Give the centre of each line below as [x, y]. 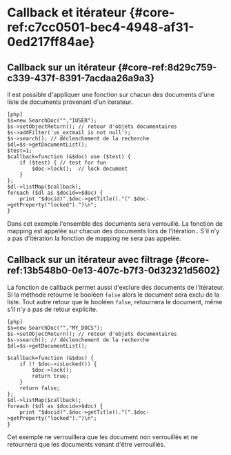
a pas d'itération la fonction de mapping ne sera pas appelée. [94, 238]
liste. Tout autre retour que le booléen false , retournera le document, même [115, 301]
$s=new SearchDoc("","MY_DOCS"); [55, 328]
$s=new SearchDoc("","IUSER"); [52, 120]
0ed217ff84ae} [51, 42]
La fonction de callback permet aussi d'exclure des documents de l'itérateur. [116, 287]
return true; [51, 376]
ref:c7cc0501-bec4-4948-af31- [101, 27]
